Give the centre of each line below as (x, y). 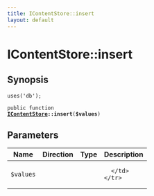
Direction (58, 154)
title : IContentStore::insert (51, 14)
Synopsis (28, 80)
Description (123, 154)
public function (31, 108)
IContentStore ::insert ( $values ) (54, 114)
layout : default (31, 20)
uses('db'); (24, 96)
